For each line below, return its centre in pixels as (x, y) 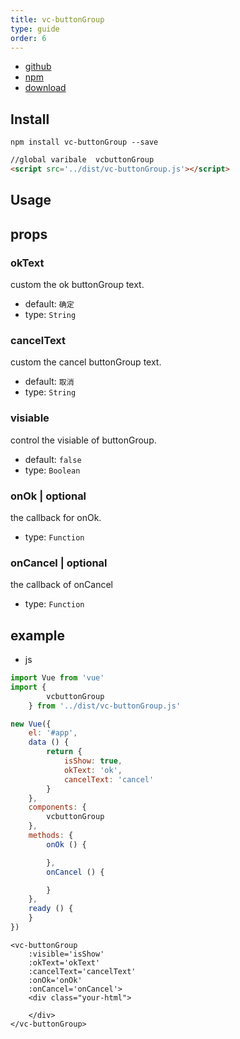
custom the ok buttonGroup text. (77, 285)
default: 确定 (49, 304)
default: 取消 (49, 382)
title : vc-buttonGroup (57, 19)
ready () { (51, 909)
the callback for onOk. (56, 517)
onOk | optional (48, 496)
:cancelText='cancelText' (82, 971)
